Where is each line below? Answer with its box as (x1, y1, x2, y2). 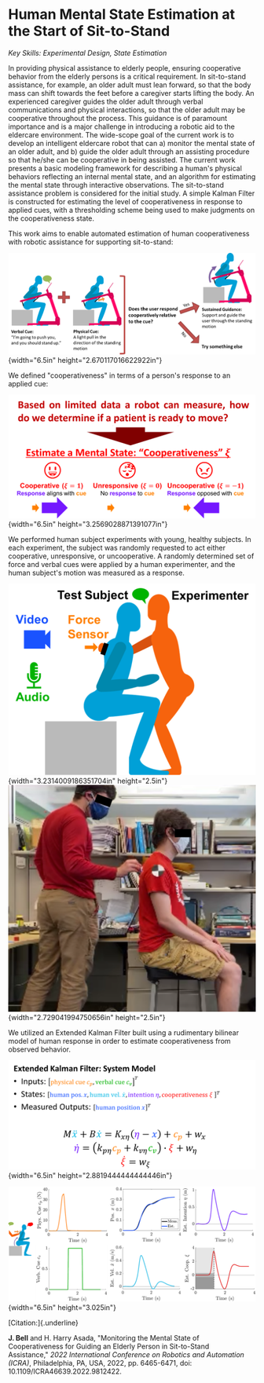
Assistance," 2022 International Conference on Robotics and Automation (8, 1349, 245, 1359)
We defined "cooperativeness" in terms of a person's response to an (8, 371, 231, 380)
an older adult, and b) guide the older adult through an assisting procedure (8, 147, 250, 156)
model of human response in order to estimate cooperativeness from (8, 1036, 231, 1045)
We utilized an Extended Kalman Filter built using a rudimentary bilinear (8, 1027, 240, 1037)
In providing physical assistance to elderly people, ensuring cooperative (8, 63, 241, 72)
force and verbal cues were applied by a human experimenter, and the (8, 560, 236, 569)
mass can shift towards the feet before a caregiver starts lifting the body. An (8, 88, 255, 97)
